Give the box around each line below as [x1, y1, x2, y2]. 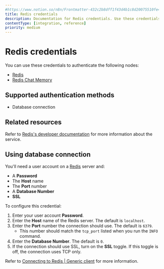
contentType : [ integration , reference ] [5, 20, 86, 26]
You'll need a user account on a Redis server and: [5, 163, 105, 169]
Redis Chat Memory [12, 77, 52, 83]
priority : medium [5, 25, 41, 30]
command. [19, 233, 41, 239]
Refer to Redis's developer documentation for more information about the [5, 131, 153, 137]
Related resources [5, 118, 62, 127]
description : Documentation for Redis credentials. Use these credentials [5, 16, 161, 21]
